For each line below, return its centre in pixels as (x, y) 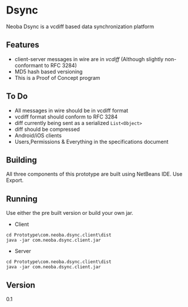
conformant (29, 65)
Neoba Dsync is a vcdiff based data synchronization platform (80, 26)
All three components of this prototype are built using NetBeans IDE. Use (94, 174)
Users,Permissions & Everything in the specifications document (91, 141)
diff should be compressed (47, 129)
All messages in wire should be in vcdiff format (71, 110)
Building (21, 160)
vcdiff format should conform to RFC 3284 (66, 117)
